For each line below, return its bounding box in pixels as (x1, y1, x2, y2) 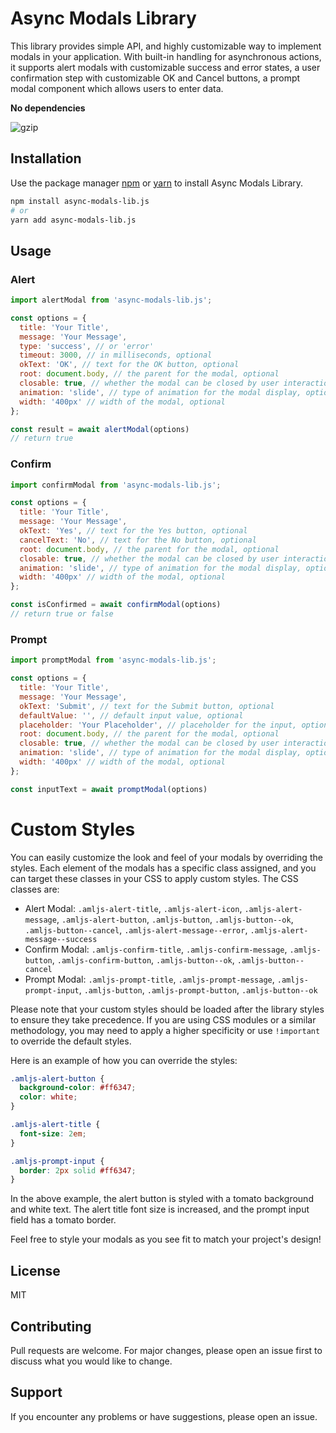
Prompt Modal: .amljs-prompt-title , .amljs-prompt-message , (24, 973, 275, 985)
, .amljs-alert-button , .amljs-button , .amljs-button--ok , (56, 913, 294, 925)
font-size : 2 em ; (19, 1128, 87, 1139)
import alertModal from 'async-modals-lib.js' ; (10, 295, 213, 306)
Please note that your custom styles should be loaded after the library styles (10, 1003, 325, 1015)
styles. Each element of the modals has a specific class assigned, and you (10, 862, 317, 874)
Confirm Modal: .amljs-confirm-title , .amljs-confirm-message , (24, 943, 288, 955)
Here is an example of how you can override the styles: (10, 1054, 238, 1066)
